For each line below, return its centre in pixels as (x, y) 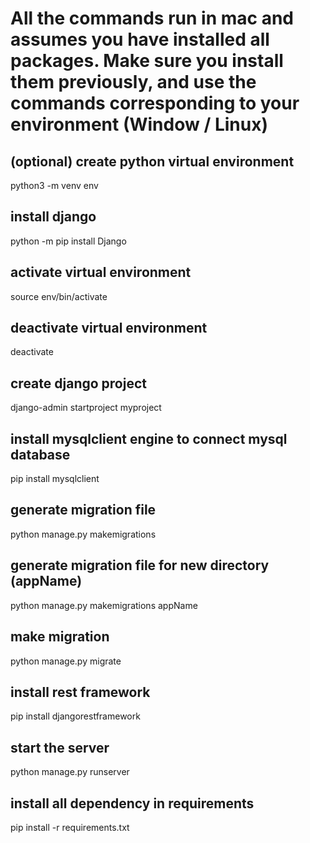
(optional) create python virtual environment (152, 161)
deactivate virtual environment (109, 328)
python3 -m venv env (54, 185)
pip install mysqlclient (55, 479)
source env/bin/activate (59, 296)
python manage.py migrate (66, 661)
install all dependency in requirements (132, 803)
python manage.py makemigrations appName (104, 605)
